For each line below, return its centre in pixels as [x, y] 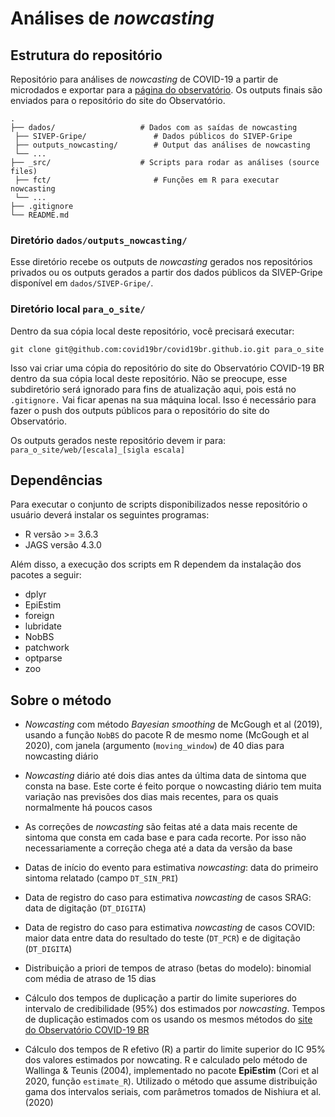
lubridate [43, 626]
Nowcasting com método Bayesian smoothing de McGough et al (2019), [173, 724]
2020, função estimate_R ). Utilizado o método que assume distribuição [171, 1081]
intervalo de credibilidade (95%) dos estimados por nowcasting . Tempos [175, 1009]
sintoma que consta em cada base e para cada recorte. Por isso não [165, 838]
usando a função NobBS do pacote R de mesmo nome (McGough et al [167, 735]
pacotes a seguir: [46, 575]
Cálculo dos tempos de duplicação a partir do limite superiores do [160, 998]
